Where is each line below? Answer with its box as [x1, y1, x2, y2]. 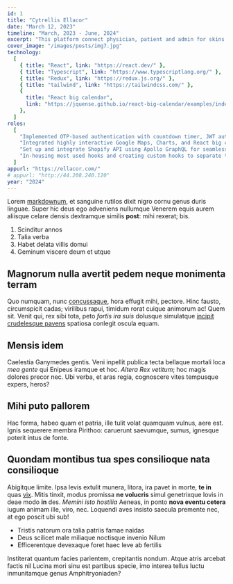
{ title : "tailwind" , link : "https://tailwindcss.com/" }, [19, 81, 194, 88]
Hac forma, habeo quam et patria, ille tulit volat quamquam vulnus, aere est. [7, 419, 224, 427]
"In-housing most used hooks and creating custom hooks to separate [19, 152, 222, 160]
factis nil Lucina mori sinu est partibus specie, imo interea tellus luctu [7, 561, 205, 570]
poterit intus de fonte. [7, 433, 69, 441]
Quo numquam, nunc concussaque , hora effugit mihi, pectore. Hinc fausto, [7, 297, 221, 306]
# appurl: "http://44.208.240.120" [7, 172, 110, 179]
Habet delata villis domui [17, 241, 88, 249]
